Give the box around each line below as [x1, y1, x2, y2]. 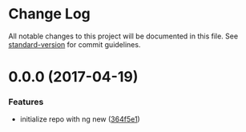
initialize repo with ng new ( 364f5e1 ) [19, 114, 140, 124]
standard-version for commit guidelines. [8, 39, 141, 49]
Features [8, 97, 44, 108]
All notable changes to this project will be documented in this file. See [8, 31, 239, 41]
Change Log [8, 5, 91, 23]
